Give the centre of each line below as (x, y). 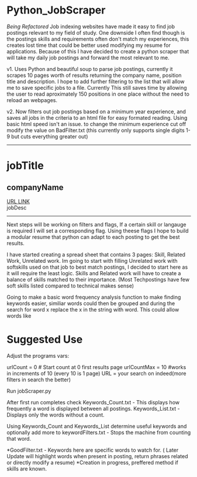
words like (19, 316)
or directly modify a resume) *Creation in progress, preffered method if (93, 462)
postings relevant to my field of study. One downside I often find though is (96, 32)
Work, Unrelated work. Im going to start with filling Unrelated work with (92, 261)
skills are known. (27, 468)
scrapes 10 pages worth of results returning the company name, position (94, 75)
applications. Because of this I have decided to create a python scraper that (98, 51)
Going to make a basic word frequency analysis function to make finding (94, 297)
